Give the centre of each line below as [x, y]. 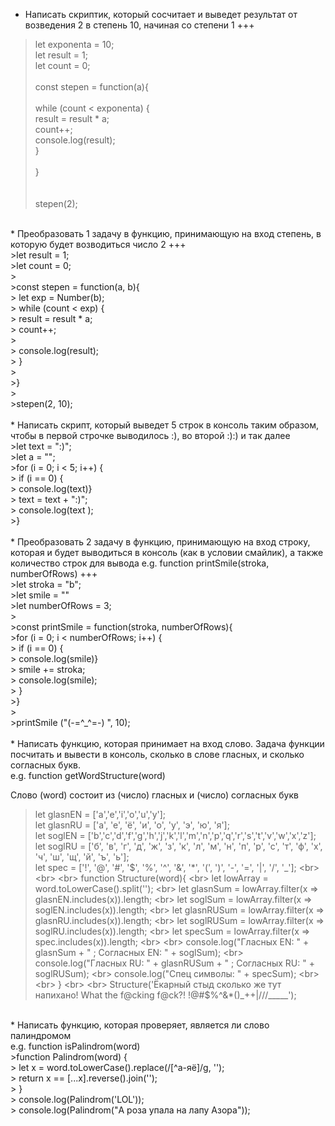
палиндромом [41, 1035]
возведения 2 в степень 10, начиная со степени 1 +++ [139, 25]
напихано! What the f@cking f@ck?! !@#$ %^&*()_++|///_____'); [165, 995]
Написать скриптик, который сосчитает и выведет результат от [161, 14]
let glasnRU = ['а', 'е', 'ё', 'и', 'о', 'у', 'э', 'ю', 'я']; [132, 825]
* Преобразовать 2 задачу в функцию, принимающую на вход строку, [160, 542]
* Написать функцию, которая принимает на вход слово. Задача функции [167, 743]
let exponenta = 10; [74, 44]
